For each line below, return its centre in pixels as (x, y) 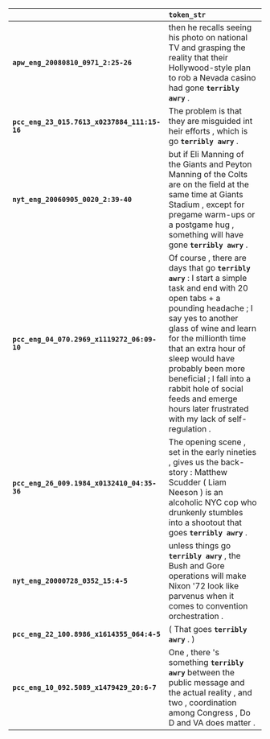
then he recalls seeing (210, 27)
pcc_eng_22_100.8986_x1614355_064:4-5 (86, 634)
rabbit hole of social (206, 388)
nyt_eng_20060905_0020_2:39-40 (72, 199)
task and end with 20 (209, 288)
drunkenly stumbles (206, 512)
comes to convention (208, 606)
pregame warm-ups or (212, 215)
